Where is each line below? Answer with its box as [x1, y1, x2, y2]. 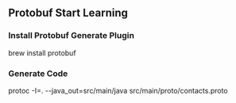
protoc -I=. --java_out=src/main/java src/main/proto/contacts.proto [8, 86, 228, 95]
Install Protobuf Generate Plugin [8, 30, 135, 41]
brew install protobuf [8, 48, 77, 58]
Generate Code [8, 67, 68, 78]
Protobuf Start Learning [8, 6, 129, 20]
